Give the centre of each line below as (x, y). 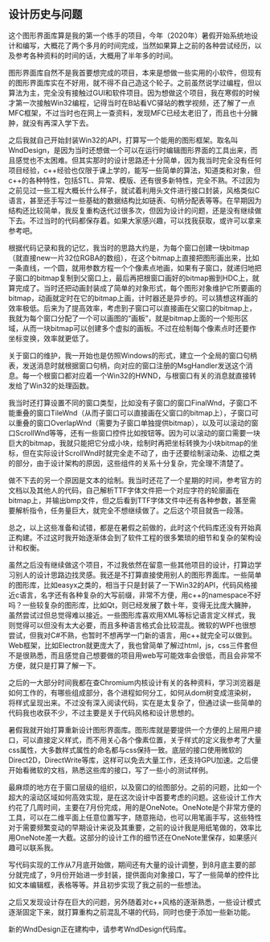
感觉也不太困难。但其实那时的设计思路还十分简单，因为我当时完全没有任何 (138, 160)
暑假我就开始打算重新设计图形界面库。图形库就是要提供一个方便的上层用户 (131, 729)
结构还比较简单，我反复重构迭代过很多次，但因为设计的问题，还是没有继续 (131, 210)
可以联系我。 (36, 847)
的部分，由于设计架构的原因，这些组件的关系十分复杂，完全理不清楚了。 (128, 463)
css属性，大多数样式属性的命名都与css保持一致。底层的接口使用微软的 (125, 750)
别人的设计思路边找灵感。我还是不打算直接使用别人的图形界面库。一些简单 (138, 575)
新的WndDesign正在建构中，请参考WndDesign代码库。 (100, 929)
